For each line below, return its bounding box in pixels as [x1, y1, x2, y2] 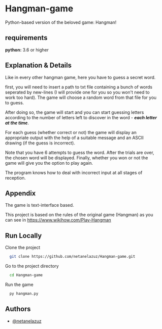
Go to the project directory [5, 263, 59, 269]
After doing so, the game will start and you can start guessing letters [5, 109, 144, 115]
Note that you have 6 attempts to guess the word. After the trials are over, [5, 149, 154, 155]
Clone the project [5, 244, 40, 250]
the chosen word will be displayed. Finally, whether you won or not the [5, 154, 148, 161]
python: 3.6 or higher [5, 47, 49, 52]
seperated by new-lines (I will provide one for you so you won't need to [5, 89, 150, 95]
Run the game [5, 282, 33, 287]
